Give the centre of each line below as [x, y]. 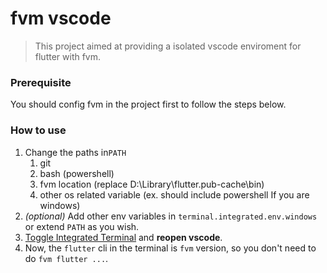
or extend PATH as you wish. [82, 226]
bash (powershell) [77, 173]
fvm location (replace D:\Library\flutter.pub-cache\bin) [152, 184]
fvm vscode [61, 18]
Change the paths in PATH [75, 152]
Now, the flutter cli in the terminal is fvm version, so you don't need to [170, 248]
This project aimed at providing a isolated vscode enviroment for [168, 46]
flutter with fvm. [68, 56]
